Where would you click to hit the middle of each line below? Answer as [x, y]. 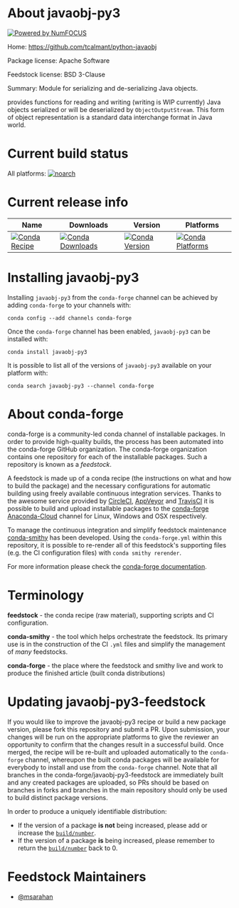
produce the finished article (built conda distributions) [86, 673]
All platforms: [27, 173]
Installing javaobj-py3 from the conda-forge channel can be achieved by [113, 297]
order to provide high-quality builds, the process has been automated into [116, 441]
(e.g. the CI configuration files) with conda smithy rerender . [94, 553]
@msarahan [35, 897]
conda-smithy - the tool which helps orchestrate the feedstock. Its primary [118, 636]
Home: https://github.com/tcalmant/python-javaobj [82, 46]
